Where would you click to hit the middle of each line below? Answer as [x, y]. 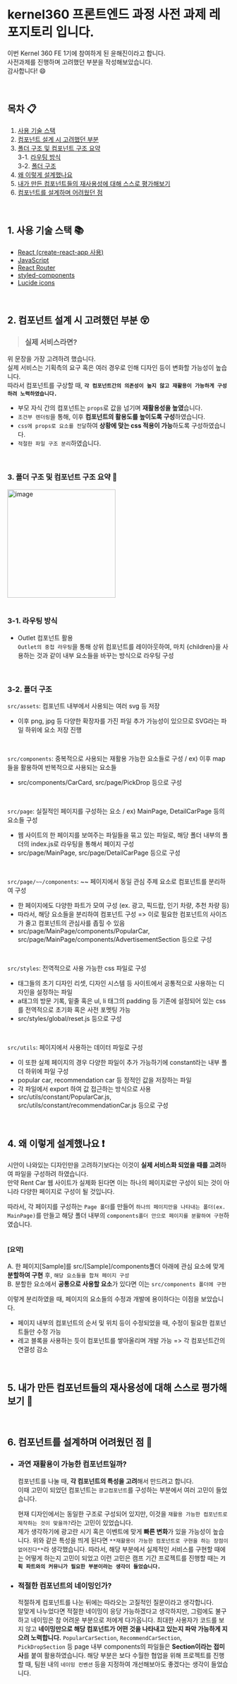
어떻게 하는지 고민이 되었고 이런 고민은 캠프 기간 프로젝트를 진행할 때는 [122, 1558]
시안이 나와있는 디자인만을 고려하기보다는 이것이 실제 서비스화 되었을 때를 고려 [114, 1165]
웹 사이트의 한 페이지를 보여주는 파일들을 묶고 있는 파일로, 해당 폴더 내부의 [119, 835]
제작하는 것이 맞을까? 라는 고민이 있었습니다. [75, 1523]
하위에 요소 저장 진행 [54, 730]
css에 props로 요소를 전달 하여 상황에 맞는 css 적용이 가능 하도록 [104, 426]
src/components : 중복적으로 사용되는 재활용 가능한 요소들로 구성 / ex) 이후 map [116, 759]
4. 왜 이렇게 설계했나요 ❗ [56, 1143]
